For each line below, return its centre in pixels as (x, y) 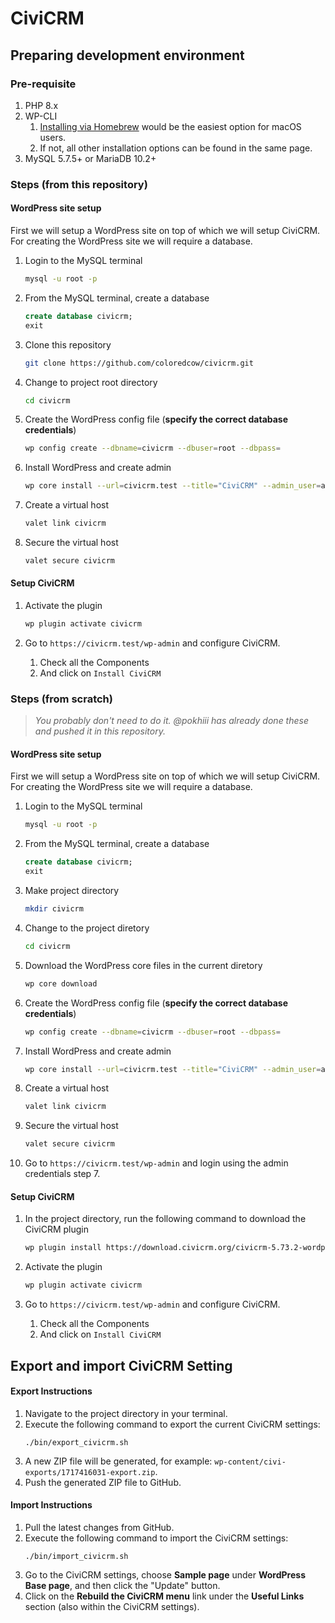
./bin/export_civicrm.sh (76, 1442)
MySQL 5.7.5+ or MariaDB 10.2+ (90, 158)
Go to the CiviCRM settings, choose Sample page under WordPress (165, 1574)
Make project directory (72, 891)
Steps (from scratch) (61, 699)
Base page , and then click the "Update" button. (122, 1585)
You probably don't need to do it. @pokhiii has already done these (171, 721)
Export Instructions (51, 1391)
